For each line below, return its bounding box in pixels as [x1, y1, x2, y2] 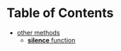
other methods [16, 28, 61, 37]
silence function [27, 35, 76, 44]
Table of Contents [6, 5, 114, 21]
